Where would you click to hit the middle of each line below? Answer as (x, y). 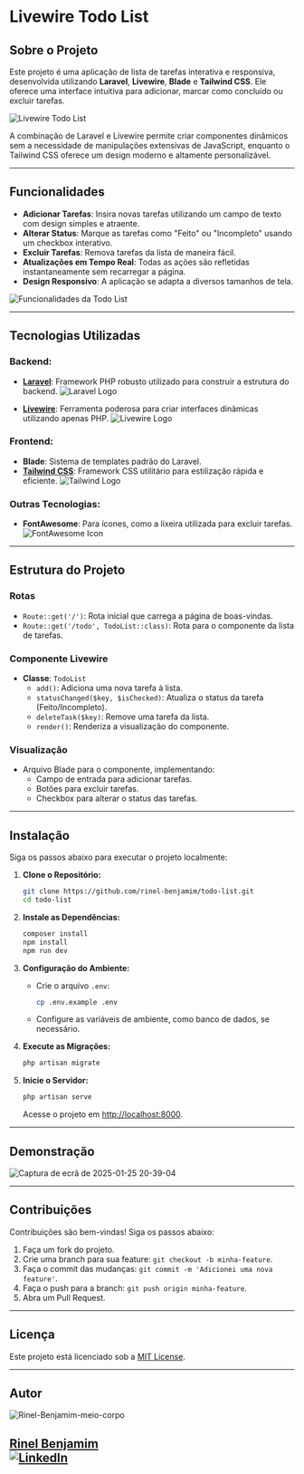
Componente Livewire (59, 659)
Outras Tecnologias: (55, 504)
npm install (45, 942)
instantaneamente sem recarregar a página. (104, 271)
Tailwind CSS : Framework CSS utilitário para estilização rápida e (143, 471)
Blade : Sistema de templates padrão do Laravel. (112, 461)
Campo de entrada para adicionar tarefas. (114, 779)
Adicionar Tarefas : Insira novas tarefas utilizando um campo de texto (152, 214)
